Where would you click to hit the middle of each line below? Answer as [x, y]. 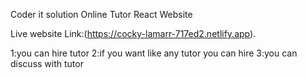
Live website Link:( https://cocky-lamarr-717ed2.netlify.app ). [133, 33]
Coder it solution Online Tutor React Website [101, 14]
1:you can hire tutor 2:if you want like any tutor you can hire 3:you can [154, 53]
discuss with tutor [47, 63]
